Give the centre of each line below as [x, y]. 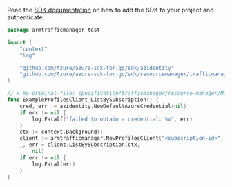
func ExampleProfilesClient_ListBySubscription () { [83, 100]
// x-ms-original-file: [41, 93]
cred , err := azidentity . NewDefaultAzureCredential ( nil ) [103, 106]
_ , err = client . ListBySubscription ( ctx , [80, 145]
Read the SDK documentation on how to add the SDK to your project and [110, 10]
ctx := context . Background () [61, 132]
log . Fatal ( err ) [54, 164]
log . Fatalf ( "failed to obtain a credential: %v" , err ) [113, 119]
